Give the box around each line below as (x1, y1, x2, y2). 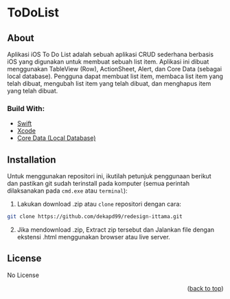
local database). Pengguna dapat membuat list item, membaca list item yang (7, 72, 223, 80)
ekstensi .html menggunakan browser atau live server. (16, 232, 170, 241)
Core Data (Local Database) (16, 134, 96, 142)
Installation (7, 154, 56, 165)
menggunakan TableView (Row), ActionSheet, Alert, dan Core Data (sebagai (7, 65, 222, 73)
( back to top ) (187, 284, 224, 292)
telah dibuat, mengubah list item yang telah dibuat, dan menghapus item (7, 80, 211, 87)
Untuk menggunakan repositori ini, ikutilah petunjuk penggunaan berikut (7, 172, 211, 180)
